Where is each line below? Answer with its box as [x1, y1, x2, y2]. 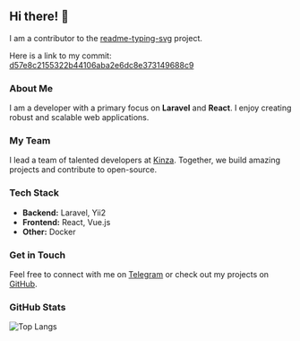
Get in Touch [9, 249, 66, 261]
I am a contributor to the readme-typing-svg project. [9, 32, 203, 43]
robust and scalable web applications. [9, 112, 150, 123]
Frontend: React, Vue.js [21, 216, 111, 227]
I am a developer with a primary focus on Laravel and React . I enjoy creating [9, 102, 292, 113]
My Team [9, 135, 51, 147]
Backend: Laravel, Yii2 [21, 207, 106, 218]
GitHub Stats [9, 301, 66, 313]
